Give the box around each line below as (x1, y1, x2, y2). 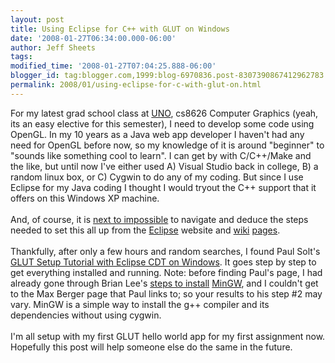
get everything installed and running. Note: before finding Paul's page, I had (10, 266, 323, 278)
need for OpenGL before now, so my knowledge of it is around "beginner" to (10, 139, 325, 151)
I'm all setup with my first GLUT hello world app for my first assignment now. (10, 330, 326, 342)
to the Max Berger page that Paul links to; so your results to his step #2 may (10, 287, 323, 300)
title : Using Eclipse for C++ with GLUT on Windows (10, 24, 230, 34)
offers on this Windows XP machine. (10, 192, 160, 204)
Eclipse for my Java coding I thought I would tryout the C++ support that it (10, 181, 317, 193)
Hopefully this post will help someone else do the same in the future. (10, 341, 293, 353)
